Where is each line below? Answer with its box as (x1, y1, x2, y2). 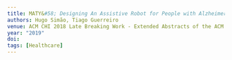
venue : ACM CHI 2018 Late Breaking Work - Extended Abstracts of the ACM (7, 23, 224, 30)
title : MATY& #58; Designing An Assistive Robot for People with (7, 10, 196, 17)
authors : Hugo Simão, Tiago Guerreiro (7, 17, 119, 23)
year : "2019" (7, 29, 45, 37)
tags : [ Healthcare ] (7, 42, 64, 49)
